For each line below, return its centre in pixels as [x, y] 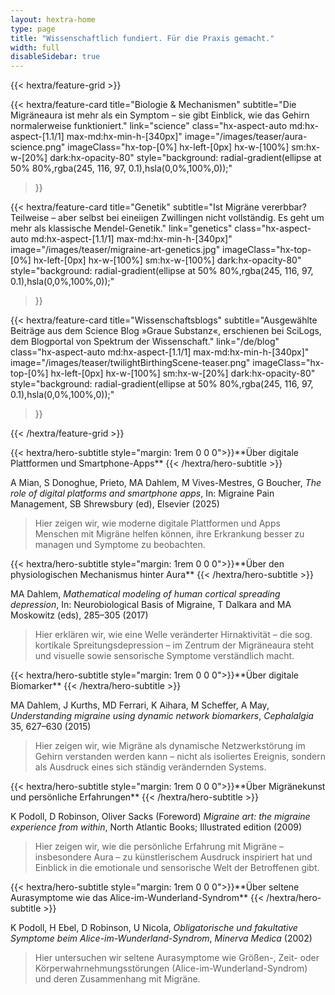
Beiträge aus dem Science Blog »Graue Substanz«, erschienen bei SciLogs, [166, 331]
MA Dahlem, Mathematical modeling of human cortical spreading [145, 594]
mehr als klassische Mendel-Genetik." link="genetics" [121, 228]
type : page [33, 29]
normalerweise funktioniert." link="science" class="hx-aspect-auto [149, 126]
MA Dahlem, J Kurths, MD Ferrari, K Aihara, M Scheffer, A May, [140, 705]
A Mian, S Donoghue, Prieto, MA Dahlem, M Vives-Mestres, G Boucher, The [166, 483]
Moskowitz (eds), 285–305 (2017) [79, 615]
